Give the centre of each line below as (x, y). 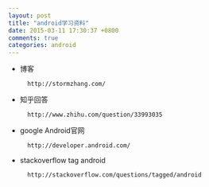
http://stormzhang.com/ (66, 84)
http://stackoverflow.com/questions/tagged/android (114, 175)
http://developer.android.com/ (79, 146)
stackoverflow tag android (62, 161)
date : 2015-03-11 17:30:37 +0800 (64, 30)
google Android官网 (52, 131)
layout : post (30, 16)
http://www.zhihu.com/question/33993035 (95, 115)
